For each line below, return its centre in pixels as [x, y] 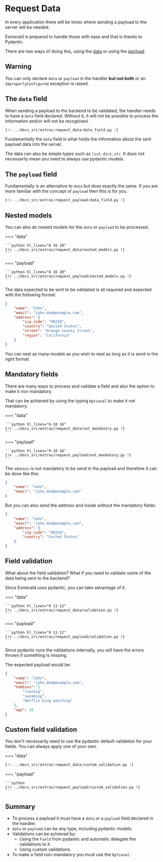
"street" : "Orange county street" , [59, 331]
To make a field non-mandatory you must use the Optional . [72, 855]
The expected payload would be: [38, 665]
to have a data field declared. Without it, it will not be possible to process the [82, 116]
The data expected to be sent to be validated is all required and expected [78, 289]
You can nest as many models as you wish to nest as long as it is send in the [81, 353]
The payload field [31, 174]
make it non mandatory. [29, 391]
